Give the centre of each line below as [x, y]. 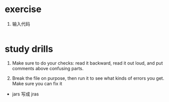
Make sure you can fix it [37, 83]
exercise [23, 9]
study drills [29, 49]
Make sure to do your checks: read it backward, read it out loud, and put [87, 63]
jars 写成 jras [25, 94]
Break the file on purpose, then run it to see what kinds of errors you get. [88, 78]
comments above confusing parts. [48, 68]
